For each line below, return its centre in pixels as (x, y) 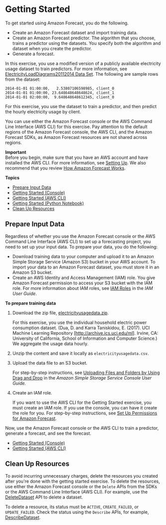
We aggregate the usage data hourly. (50, 343)
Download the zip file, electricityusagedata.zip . (60, 313)
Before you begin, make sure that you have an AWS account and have (77, 157)
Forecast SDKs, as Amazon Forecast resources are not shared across (76, 137)
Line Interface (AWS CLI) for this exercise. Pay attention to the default (76, 127)
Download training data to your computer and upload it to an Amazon (83, 256)
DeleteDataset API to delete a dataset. (44, 497)
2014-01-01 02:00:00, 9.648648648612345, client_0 (60, 97)
